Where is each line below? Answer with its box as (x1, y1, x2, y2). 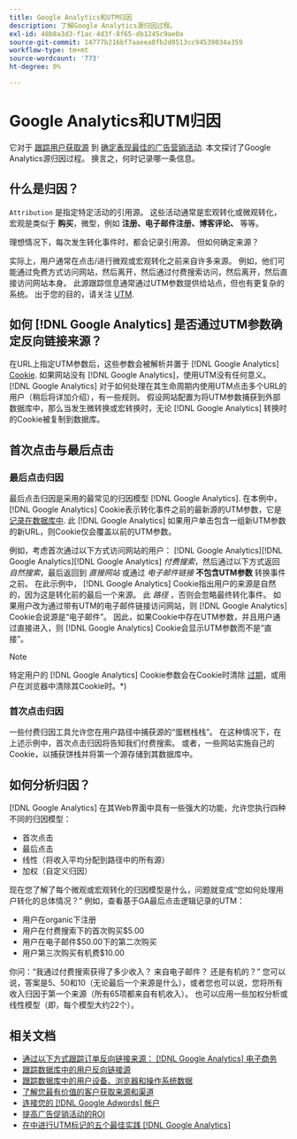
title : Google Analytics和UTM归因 (9, 12, 133, 22)
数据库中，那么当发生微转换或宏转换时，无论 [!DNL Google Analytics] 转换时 (9, 403, 287, 414)
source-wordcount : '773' (9, 54, 101, 63)
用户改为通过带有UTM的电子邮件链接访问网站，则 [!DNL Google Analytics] (16, 600, 287, 611)
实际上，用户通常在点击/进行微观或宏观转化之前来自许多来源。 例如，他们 (9, 255, 278, 266)
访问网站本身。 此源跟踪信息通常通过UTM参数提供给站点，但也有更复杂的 (16, 277, 286, 288)
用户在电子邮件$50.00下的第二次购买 (21, 936, 157, 948)
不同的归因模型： (9, 814, 72, 825)
